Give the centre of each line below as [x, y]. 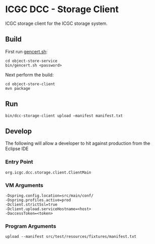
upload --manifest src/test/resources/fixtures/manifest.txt [71, 237]
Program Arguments [31, 226]
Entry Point [19, 162]
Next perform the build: [30, 75]
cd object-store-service [31, 61]
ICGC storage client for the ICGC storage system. [56, 23]
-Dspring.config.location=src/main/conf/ [49, 196]
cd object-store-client [30, 84]
